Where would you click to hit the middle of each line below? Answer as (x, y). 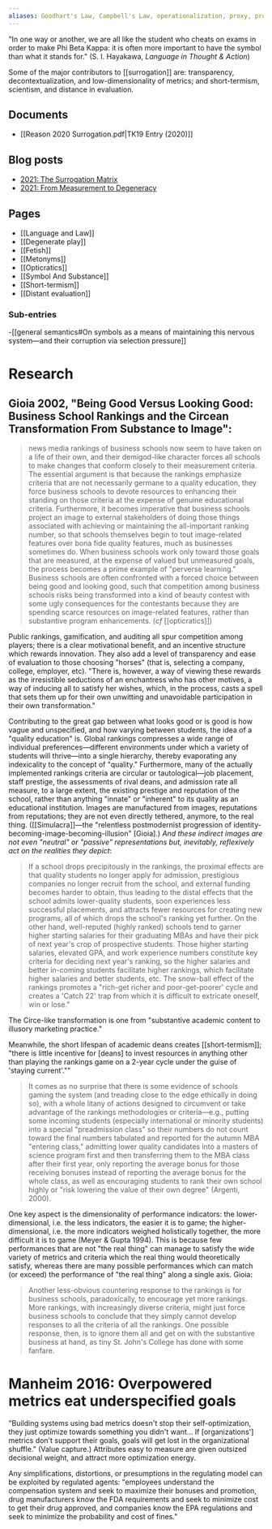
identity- (247, 825)
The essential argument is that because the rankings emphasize (135, 474)
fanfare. (41, 1351)
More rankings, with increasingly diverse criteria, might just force (136, 1307)
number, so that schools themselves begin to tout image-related (135, 535)
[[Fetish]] (35, 251)
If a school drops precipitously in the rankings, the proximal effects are (146, 866)
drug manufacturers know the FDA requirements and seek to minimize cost (134, 1500)
